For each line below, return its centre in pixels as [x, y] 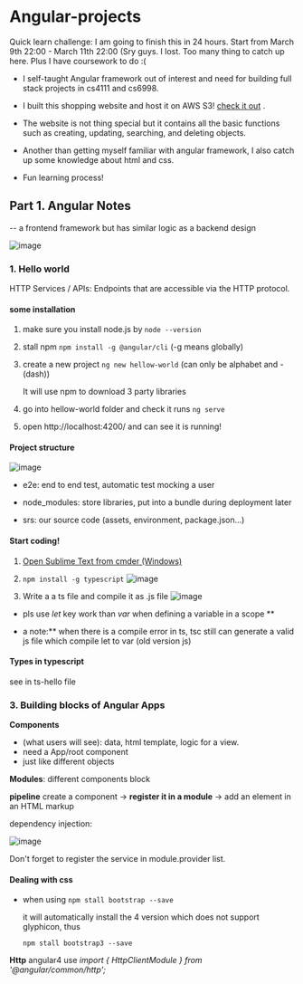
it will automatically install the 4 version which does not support [141, 917]
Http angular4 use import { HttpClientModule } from [106, 960]
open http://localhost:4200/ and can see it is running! [122, 426]
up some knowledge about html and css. [98, 159]
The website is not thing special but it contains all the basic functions [151, 123]
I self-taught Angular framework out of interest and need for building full [157, 78]
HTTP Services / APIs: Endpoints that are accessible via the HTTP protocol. [150, 289]
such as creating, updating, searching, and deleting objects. [134, 132]
